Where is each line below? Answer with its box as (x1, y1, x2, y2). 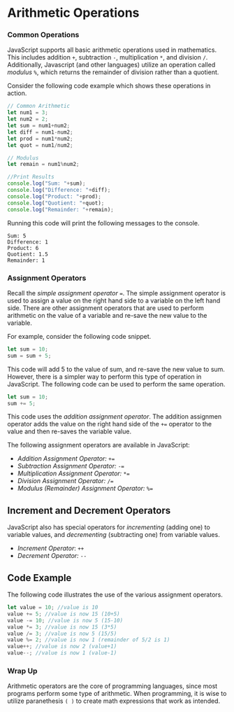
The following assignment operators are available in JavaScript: (7, 441, 190, 449)
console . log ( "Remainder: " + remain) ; (7, 206, 114, 213)
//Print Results (7, 174, 54, 181)
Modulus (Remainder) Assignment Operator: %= (17, 484, 154, 493)
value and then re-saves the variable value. (7, 427, 131, 435)
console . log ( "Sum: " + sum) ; (7, 180, 86, 187)
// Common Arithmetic (7, 103, 71, 110)
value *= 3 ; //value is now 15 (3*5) (7, 623, 117, 631)
